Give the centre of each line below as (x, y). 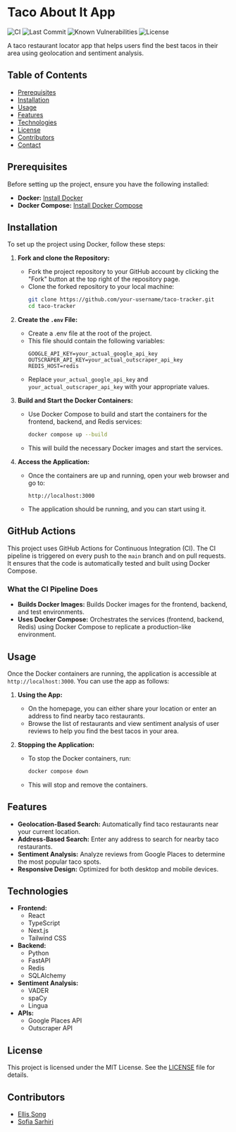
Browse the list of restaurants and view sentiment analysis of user (124, 723)
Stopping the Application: (56, 744)
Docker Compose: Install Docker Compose (80, 205)
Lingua (38, 1006)
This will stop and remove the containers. (88, 785)
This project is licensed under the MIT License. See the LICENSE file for (111, 1068)
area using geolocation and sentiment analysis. (76, 53)
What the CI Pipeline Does (53, 589)
